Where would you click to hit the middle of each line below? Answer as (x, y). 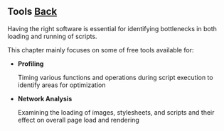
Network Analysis (45, 98)
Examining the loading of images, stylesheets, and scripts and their (116, 112)
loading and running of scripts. (52, 36)
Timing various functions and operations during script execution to (115, 77)
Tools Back (32, 12)
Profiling (31, 64)
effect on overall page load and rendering (79, 120)
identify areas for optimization (62, 85)
